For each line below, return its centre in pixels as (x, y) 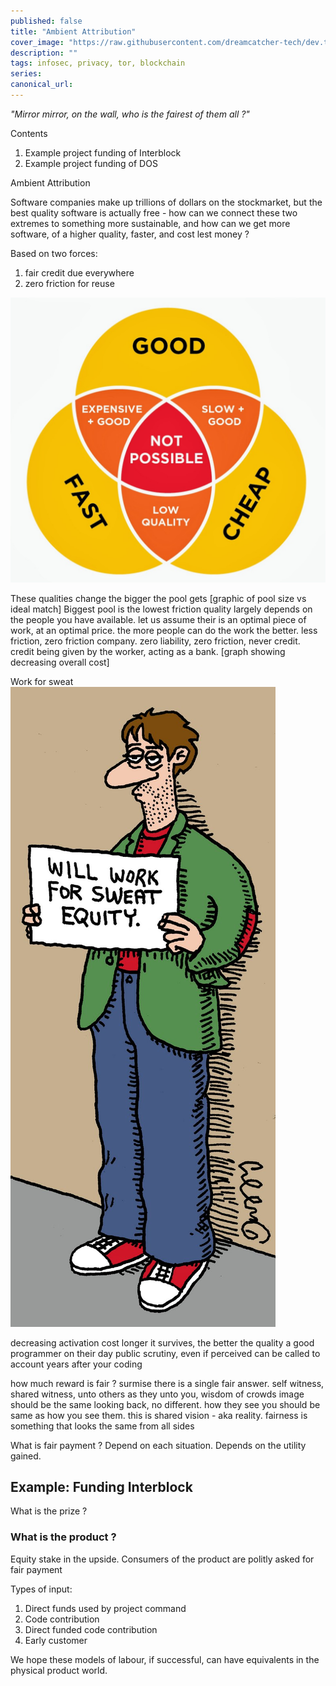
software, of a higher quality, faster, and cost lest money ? (130, 234)
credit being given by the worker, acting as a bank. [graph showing (148, 651)
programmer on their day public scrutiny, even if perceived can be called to (165, 1353)
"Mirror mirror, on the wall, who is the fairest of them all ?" (130, 114)
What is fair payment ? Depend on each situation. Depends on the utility (158, 1445)
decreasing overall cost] (60, 662)
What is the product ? (63, 1537)
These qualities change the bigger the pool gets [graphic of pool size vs (158, 598)
